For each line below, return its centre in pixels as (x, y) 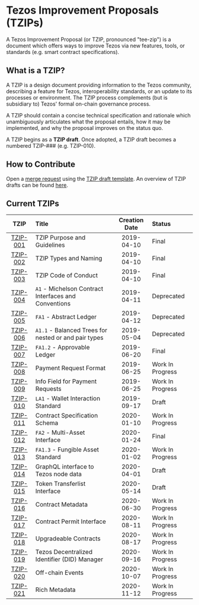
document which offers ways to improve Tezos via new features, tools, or (96, 46)
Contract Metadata (61, 505)
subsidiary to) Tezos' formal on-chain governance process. (78, 104)
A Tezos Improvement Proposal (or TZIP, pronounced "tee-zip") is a (89, 39)
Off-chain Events (60, 573)
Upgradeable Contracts (68, 539)
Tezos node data (58, 474)
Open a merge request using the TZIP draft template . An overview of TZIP (96, 179)
